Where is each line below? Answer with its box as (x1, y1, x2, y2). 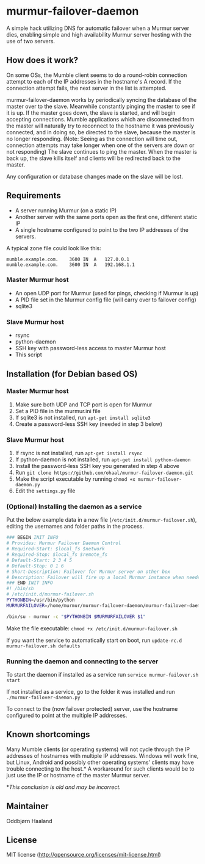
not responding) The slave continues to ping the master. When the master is (6, 148, 197, 155)
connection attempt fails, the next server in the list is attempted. (6, 84, 167, 92)
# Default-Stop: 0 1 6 (6, 563, 64, 569)
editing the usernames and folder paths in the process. (6, 523, 145, 530)
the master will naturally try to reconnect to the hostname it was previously (6, 122, 194, 129)
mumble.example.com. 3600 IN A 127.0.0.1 (6, 256, 130, 262)
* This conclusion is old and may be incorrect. (6, 783, 121, 791)
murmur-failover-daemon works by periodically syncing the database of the (6, 96, 197, 103)
